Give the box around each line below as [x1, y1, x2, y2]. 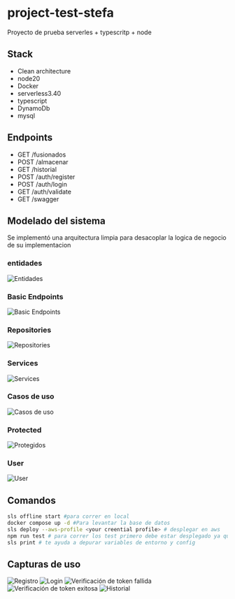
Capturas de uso [7, 558, 81, 570]
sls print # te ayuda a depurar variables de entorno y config [7, 539, 196, 546]
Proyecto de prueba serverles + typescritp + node [7, 28, 152, 36]
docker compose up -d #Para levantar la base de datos [7, 519, 171, 527]
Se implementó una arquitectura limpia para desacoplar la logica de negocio [7, 233, 227, 242]
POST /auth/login [17, 180, 68, 188]
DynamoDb [17, 103, 50, 113]
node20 [17, 74, 41, 82]
